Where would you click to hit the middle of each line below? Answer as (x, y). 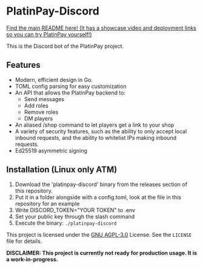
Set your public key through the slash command (75, 216)
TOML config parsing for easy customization (71, 86)
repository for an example (47, 204)
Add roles (36, 105)
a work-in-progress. (32, 259)
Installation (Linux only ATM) (62, 170)
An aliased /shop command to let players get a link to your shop (95, 125)
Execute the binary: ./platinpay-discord (66, 223)
